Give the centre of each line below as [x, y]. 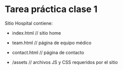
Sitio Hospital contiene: [29, 23]
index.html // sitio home [37, 33]
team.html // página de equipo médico [52, 43]
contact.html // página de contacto [48, 52]
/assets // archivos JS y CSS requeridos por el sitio [65, 62]
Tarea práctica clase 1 [51, 9]
